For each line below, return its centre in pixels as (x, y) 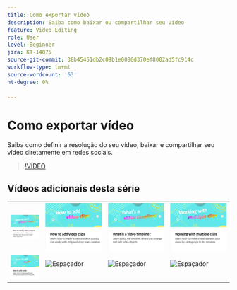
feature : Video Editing (42, 30)
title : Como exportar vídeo (49, 15)
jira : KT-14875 (30, 52)
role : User (23, 37)
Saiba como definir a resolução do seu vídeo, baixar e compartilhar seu (111, 145)
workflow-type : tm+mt (39, 67)
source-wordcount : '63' (42, 74)
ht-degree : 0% (28, 82)
